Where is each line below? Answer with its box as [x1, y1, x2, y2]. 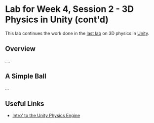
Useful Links [5, 99, 44, 108]
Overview [5, 44, 36, 53]
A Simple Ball [5, 72, 47, 81]
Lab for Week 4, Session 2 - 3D [5, 3, 134, 15]
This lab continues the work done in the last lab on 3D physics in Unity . [5, 30, 150, 36]
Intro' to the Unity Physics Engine [12, 113, 80, 119]
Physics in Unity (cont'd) [5, 14, 109, 25]
